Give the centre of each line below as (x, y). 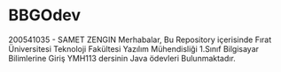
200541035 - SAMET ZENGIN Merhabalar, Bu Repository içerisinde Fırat (140, 40)
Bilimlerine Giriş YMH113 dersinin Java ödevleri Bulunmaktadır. (122, 58)
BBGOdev (45, 15)
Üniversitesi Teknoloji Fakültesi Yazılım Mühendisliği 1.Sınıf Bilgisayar (133, 48)
